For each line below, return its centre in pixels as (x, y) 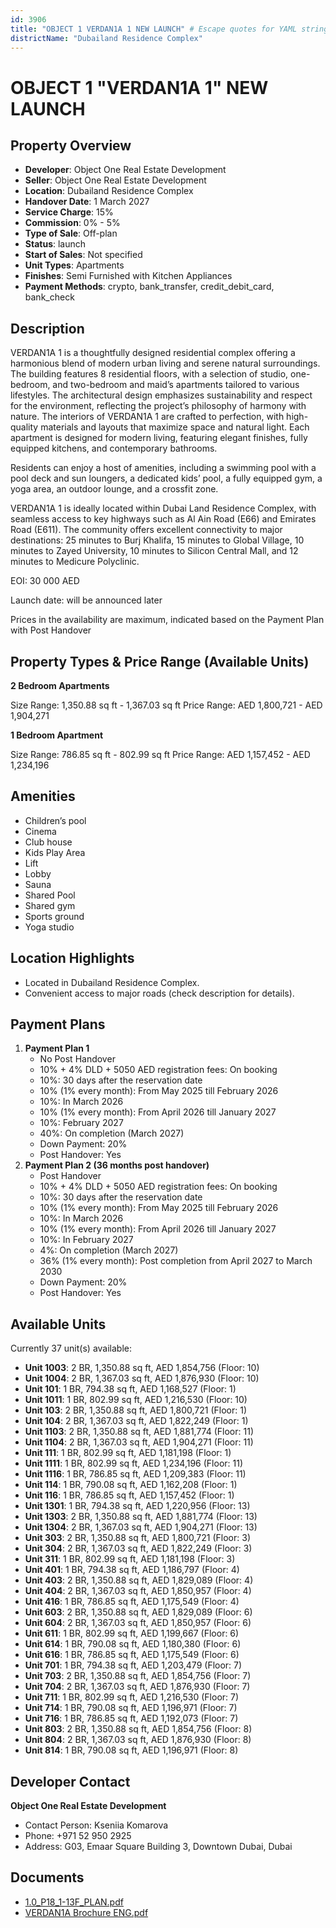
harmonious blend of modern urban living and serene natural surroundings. (165, 363)
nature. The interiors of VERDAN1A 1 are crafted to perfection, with (147, 417)
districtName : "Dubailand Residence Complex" (106, 38)
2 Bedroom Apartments (60, 685)
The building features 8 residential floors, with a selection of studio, (149, 374)
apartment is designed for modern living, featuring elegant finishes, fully (159, 438)
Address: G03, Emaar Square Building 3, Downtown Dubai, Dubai (158, 1847)
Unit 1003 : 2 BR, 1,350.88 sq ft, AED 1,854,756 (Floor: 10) (142, 1368)
